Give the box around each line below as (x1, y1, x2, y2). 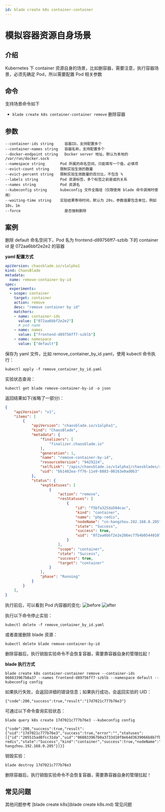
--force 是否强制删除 (5, 209, 87, 214)
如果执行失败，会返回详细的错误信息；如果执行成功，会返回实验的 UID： (5, 688, 152, 694)
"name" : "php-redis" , (75, 515, 120, 520)
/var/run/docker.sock (5, 156, 50, 161)
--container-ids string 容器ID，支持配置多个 (5, 141, 102, 147)
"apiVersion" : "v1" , (14, 409, 56, 414)
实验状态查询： (5, 376, 35, 382)
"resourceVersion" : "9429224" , (40, 460, 105, 465)
